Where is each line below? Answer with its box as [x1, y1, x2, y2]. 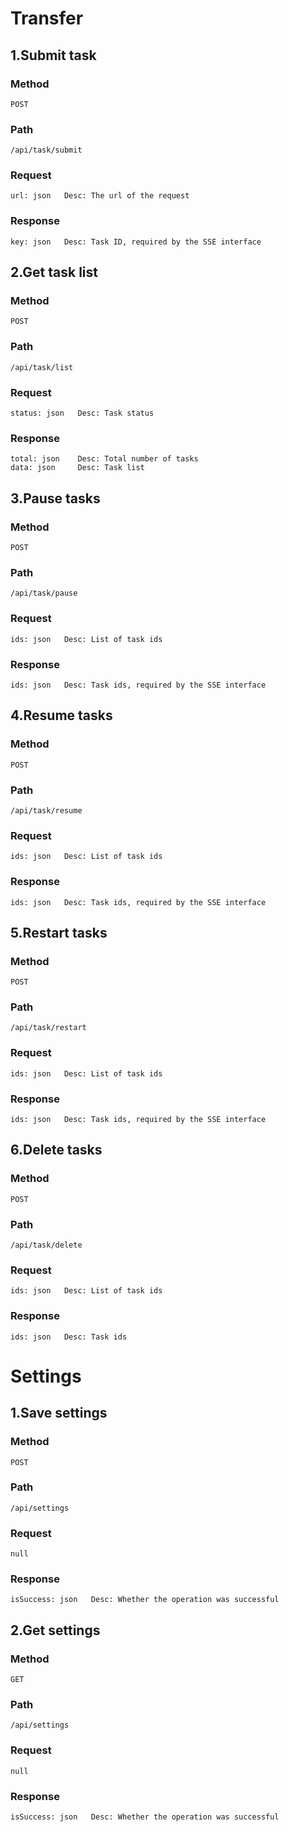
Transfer [10, 7, 84, 30]
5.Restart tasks [10, 924, 108, 941]
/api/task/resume [10, 805, 83, 816]
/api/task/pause [10, 588, 78, 599]
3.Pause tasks [10, 490, 101, 507]
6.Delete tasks [10, 1142, 103, 1159]
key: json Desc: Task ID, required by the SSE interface [10, 237, 262, 247]
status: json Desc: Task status [10, 408, 155, 419]
